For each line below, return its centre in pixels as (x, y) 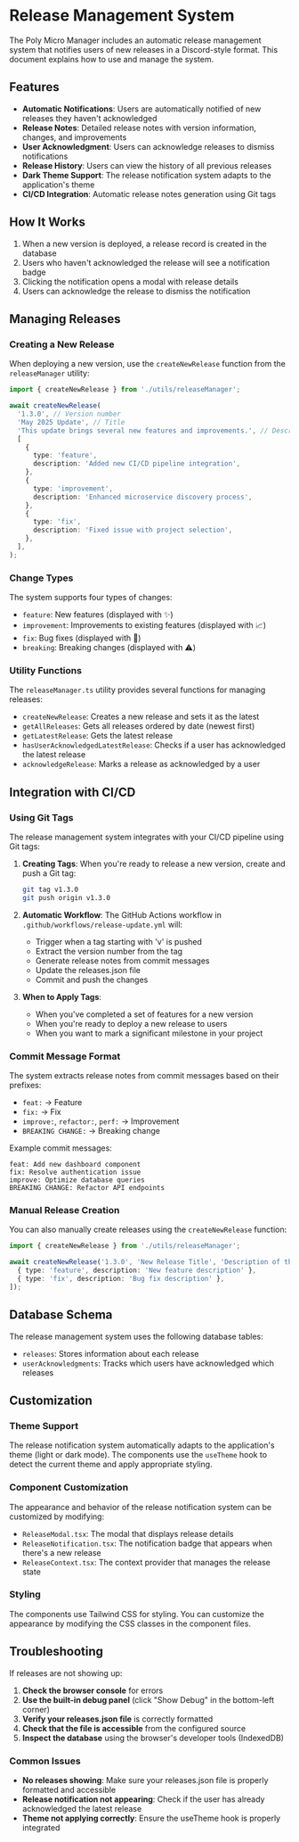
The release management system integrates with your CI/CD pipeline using (147, 837)
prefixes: (25, 1086)
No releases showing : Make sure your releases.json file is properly (145, 1780)
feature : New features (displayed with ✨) (97, 615)
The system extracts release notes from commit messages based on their (144, 1076)
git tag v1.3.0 (50, 890)
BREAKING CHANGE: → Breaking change (91, 1131)
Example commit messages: (61, 1148)
